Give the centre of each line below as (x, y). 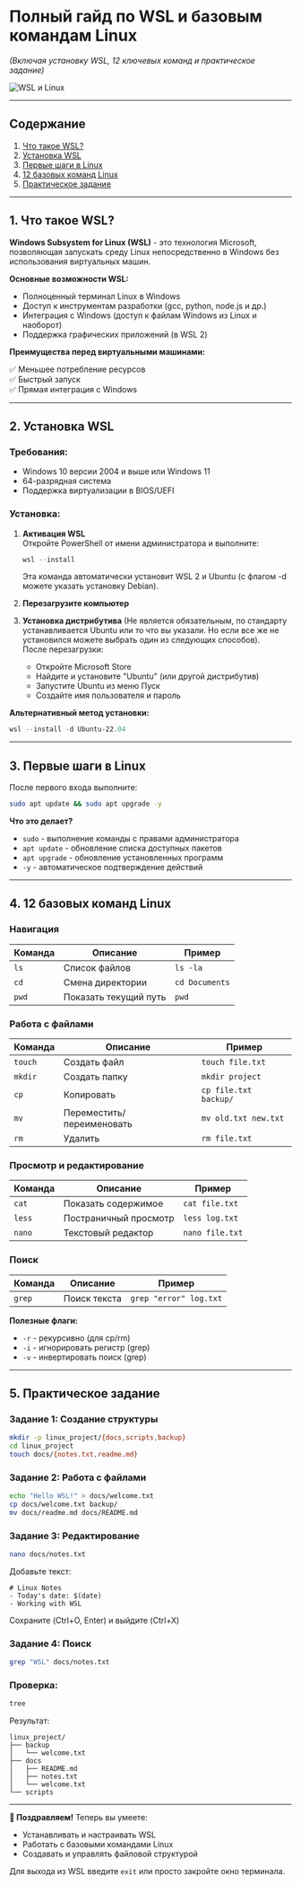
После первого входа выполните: (73, 788)
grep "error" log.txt (176, 1298)
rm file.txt (227, 1138)
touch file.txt (233, 1062)
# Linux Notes (36, 1588)
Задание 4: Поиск (51, 1643)
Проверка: (34, 1686)
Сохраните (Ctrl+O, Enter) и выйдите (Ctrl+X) (95, 1620)
